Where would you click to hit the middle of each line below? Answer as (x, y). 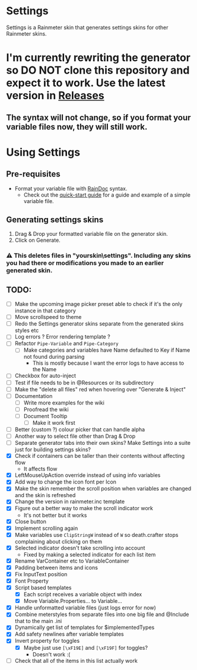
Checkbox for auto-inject (45, 376)
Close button (30, 522)
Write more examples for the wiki (64, 403)
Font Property (31, 581)
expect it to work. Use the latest (86, 83)
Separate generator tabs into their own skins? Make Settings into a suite (103, 443)
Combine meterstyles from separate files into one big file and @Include (102, 614)
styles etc (27, 330)
